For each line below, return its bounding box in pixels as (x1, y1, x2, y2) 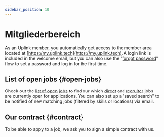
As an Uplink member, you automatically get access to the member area (5, 45, 152, 51)
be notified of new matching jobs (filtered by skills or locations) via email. (5, 98, 154, 104)
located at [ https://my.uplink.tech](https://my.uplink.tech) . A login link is (5, 50, 151, 56)
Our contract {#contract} (5, 113, 84, 121)
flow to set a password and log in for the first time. (5, 60, 108, 67)
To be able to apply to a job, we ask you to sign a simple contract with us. (5, 126, 155, 132)
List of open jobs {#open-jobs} (5, 75, 102, 83)
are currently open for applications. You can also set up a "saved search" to (5, 93, 160, 99)
